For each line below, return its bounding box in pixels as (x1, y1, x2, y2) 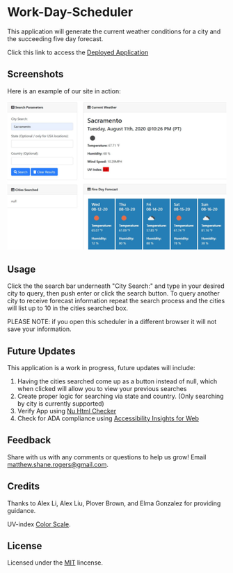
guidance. (7, 506, 36, 514)
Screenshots (7, 68, 64, 80)
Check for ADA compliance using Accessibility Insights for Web (17, 414, 200, 422)
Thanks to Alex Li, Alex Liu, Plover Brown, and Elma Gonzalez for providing (7, 499, 221, 507)
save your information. (7, 325, 72, 333)
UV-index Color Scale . (7, 520, 71, 528)
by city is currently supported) (17, 399, 104, 408)
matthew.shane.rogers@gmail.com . (7, 460, 109, 468)
